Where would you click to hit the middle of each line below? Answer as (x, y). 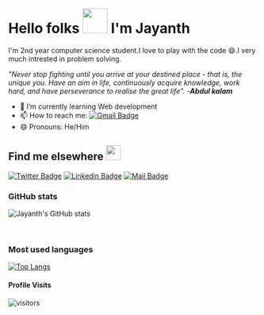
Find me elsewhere (56, 157)
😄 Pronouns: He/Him (54, 126)
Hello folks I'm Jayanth (99, 29)
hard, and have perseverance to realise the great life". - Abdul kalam (121, 90)
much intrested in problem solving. (65, 59)
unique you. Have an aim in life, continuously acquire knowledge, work (124, 83)
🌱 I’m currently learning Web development (88, 106)
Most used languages (51, 249)
